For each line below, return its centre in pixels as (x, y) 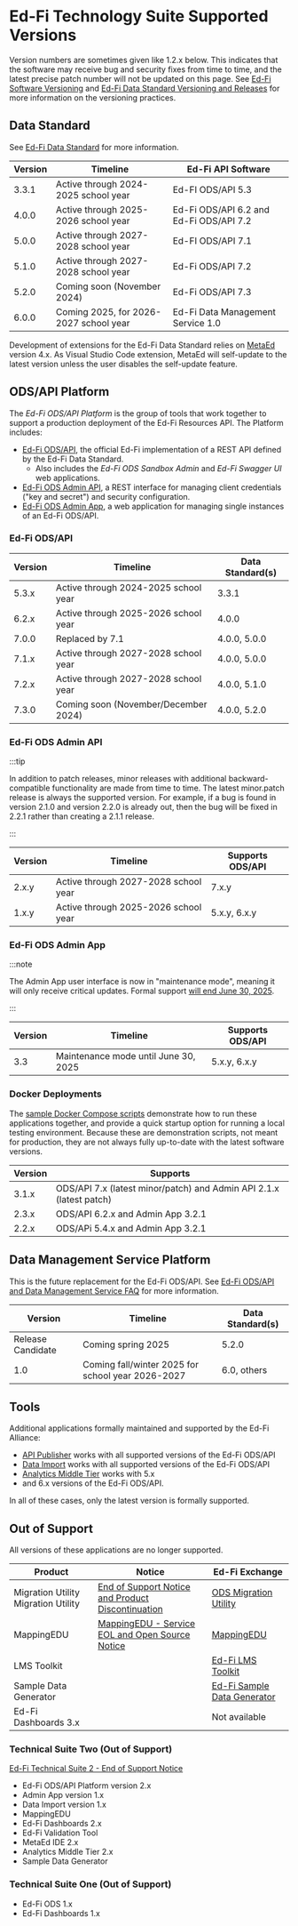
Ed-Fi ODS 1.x (47, 1904)
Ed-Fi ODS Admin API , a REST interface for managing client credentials (152, 487)
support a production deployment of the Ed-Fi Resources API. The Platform (146, 422)
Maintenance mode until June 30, (126, 1056)
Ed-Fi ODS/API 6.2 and (221, 209)
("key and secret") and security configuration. (106, 496)
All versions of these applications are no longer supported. (116, 1550)
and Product (123, 1598)
